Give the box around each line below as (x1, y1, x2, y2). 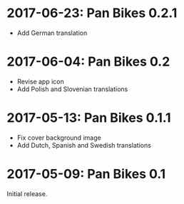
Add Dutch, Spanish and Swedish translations (16, 141, 151, 149)
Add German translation (16, 29, 88, 37)
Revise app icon (16, 77, 65, 86)
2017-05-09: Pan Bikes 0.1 (6, 166, 166, 182)
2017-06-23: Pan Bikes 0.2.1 (6, 5, 178, 21)
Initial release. (6, 189, 48, 198)
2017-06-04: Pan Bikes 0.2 (6, 53, 170, 70)
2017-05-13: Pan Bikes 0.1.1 (6, 110, 172, 126)
